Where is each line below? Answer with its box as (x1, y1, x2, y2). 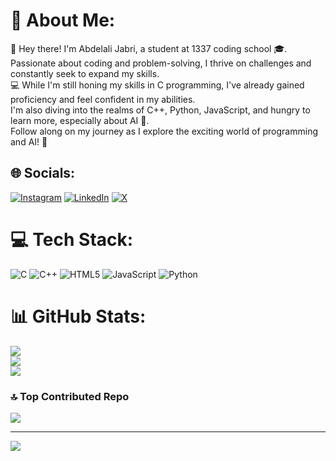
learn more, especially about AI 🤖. (10, 114, 150, 126)
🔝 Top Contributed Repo (10, 389, 130, 403)
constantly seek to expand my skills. (10, 67, 160, 79)
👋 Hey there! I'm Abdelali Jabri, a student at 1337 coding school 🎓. (10, 42, 288, 54)
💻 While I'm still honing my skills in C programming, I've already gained (10, 79, 305, 91)
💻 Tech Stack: (10, 228, 134, 251)
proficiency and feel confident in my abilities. (10, 93, 196, 105)
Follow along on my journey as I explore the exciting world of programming (10, 125, 319, 137)
